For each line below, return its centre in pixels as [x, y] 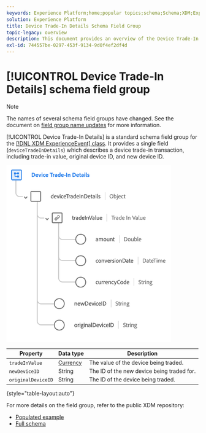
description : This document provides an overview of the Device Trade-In [103, 39]
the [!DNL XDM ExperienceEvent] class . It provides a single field [87, 143]
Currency [70, 362]
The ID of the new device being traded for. [142, 371]
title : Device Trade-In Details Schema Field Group [74, 26]
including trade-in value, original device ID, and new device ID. [85, 156]
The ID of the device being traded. [132, 380]
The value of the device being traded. [136, 362]
